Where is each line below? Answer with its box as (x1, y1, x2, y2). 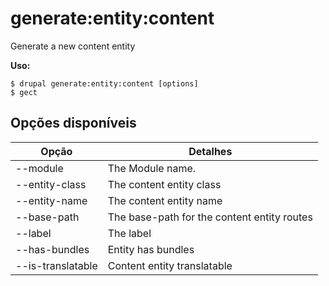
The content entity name (107, 193, 223, 207)
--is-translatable (15, 258, 98, 272)
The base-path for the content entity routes (107, 210, 313, 224)
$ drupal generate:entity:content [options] (10, 78, 199, 89)
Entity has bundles (107, 242, 195, 256)
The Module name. (107, 161, 197, 175)
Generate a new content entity (10, 40, 136, 52)
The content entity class (107, 177, 222, 191)
